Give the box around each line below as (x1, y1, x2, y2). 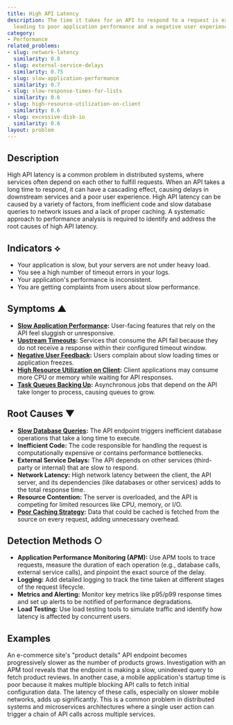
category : (7, 29, 36, 37)
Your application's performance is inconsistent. (17, 276, 153, 283)
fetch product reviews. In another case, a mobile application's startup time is (7, 673, 226, 681)
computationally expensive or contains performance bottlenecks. (17, 449, 204, 457)
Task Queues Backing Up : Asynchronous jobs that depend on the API (17, 380, 218, 389)
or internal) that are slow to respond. (34, 463, 139, 472)
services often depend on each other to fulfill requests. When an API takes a (7, 178, 225, 186)
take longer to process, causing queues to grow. (17, 387, 156, 396)
